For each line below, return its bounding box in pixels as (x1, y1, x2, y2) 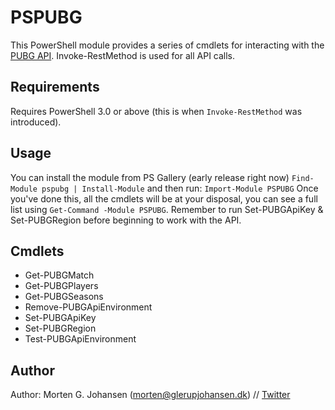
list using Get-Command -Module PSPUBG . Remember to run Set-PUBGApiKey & (10, 203, 324, 215)
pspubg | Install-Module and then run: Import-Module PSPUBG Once (41, 182, 319, 194)
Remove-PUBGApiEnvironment (24, 301, 153, 313)
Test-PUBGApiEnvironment (24, 333, 137, 345)
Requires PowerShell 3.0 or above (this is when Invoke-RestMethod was (10, 105, 303, 117)
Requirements (10, 79, 100, 96)
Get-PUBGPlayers (24, 280, 99, 292)
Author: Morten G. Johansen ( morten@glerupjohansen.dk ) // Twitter (10, 389, 291, 401)
